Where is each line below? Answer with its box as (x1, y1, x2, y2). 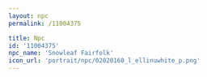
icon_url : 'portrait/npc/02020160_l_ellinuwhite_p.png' (8, 57, 201, 65)
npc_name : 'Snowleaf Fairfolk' (8, 49, 114, 58)
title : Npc (8, 34, 45, 42)
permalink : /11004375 (8, 19, 82, 28)
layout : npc (8, 11, 49, 20)
